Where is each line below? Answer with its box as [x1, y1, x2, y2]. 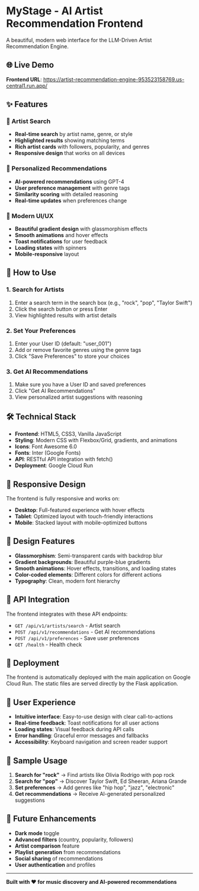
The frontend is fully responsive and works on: [6, 495, 120, 502]
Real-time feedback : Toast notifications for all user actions [14, 719, 159, 726]
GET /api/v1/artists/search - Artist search [14, 622, 121, 629]
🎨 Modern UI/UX [6, 212, 54, 220]
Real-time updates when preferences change [14, 197, 127, 204]
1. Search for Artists [6, 285, 65, 294]
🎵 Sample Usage [6, 755, 68, 766]
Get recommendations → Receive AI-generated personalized [14, 791, 165, 797]
